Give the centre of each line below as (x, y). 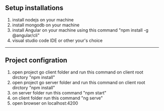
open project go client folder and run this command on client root (78, 72)
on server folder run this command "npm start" (59, 92)
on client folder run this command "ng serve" (57, 98)
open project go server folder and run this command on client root (79, 82)
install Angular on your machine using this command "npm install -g (80, 30)
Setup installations (34, 8)
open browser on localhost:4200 (45, 103)
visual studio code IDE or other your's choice (57, 40)
